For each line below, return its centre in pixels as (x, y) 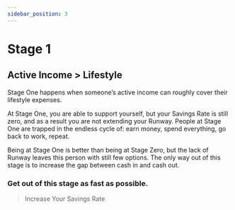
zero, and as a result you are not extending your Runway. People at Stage (114, 121)
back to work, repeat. (39, 136)
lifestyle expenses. (35, 99)
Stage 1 (29, 49)
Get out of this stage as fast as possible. (78, 183)
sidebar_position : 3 (38, 14)
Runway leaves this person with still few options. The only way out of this (114, 157)
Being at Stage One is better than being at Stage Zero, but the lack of (108, 150)
